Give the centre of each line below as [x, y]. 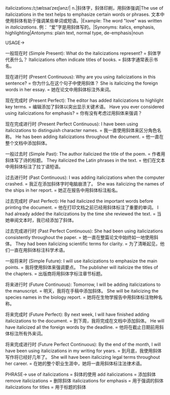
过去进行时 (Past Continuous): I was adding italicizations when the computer [85, 177]
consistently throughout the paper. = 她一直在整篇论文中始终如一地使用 [80, 237]
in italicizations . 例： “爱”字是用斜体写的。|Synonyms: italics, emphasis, [80, 27]
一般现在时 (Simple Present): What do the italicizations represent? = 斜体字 [83, 53]
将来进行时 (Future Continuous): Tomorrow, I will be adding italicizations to [83, 284]
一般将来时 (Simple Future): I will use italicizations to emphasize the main [81, 261]
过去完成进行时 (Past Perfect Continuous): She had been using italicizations [84, 231]
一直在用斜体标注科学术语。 [38, 250]
